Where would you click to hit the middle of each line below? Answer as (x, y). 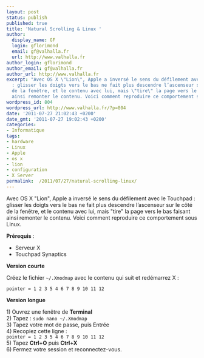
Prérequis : (20, 236)
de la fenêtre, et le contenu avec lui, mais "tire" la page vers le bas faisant (98, 211)
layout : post (23, 12)
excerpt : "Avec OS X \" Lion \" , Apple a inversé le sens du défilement (97, 79)
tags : (13, 136)
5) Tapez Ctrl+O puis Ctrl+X (42, 343)
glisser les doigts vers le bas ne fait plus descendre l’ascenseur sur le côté (100, 204)
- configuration (27, 170)
